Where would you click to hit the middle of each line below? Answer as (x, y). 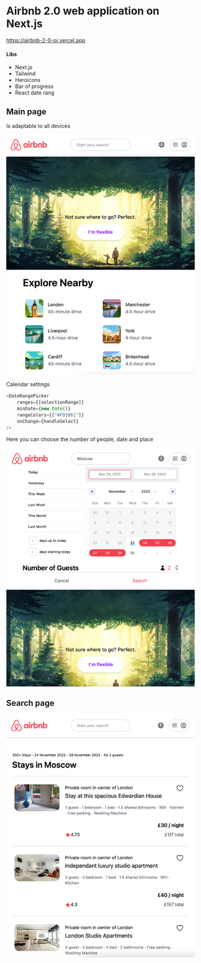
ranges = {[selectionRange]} (51, 403)
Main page (26, 112)
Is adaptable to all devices (38, 126)
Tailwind (25, 74)
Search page (31, 703)
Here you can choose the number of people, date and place (80, 439)
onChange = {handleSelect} (48, 421)
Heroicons (28, 80)
